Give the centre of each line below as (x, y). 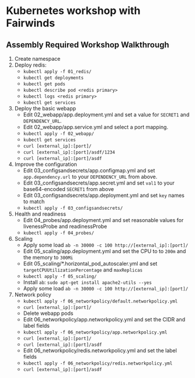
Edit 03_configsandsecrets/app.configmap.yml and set (89, 170)
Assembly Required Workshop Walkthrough (88, 45)
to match (34, 202)
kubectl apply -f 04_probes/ (59, 233)
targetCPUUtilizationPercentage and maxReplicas (83, 270)
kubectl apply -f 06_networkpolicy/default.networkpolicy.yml (100, 301)
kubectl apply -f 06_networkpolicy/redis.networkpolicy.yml (98, 363)
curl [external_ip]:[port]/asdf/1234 (69, 152)
